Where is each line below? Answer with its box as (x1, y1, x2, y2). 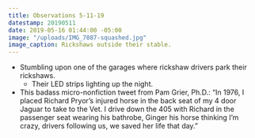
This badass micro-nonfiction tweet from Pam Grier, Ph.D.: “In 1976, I (19, 88, 245, 97)
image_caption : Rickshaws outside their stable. (8, 41, 172, 49)
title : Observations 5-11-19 (8, 11, 105, 20)
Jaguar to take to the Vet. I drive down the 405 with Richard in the (19, 104, 235, 114)
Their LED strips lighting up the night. (31, 80, 154, 89)
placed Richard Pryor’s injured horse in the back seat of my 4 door (19, 96, 237, 106)
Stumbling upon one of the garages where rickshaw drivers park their (19, 62, 247, 72)
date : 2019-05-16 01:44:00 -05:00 (8, 26, 123, 34)
